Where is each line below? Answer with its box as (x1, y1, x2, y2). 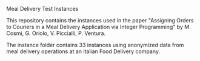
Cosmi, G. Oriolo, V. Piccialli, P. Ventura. (6, 30, 106, 37)
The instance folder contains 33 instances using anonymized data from (6, 42, 184, 48)
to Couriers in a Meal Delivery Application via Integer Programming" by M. (6, 24, 191, 30)
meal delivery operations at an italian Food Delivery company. (6, 48, 161, 55)
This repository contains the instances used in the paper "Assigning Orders (6, 17, 194, 24)
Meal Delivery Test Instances (6, 5, 79, 12)
